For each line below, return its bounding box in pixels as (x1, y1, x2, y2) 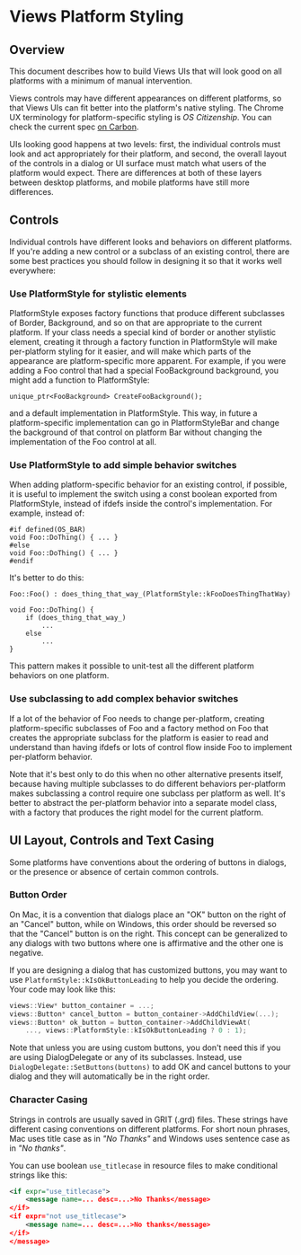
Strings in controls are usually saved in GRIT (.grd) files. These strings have (9, 1114, 288, 1125)
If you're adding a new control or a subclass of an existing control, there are (9, 245, 290, 257)
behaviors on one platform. (9, 670, 110, 681)
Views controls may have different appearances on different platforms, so (9, 93, 282, 103)
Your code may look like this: (9, 984, 116, 994)
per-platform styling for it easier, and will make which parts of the (9, 346, 252, 357)
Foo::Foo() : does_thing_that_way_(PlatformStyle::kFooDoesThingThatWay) (9, 590, 292, 599)
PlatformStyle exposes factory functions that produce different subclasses (9, 308, 286, 319)
